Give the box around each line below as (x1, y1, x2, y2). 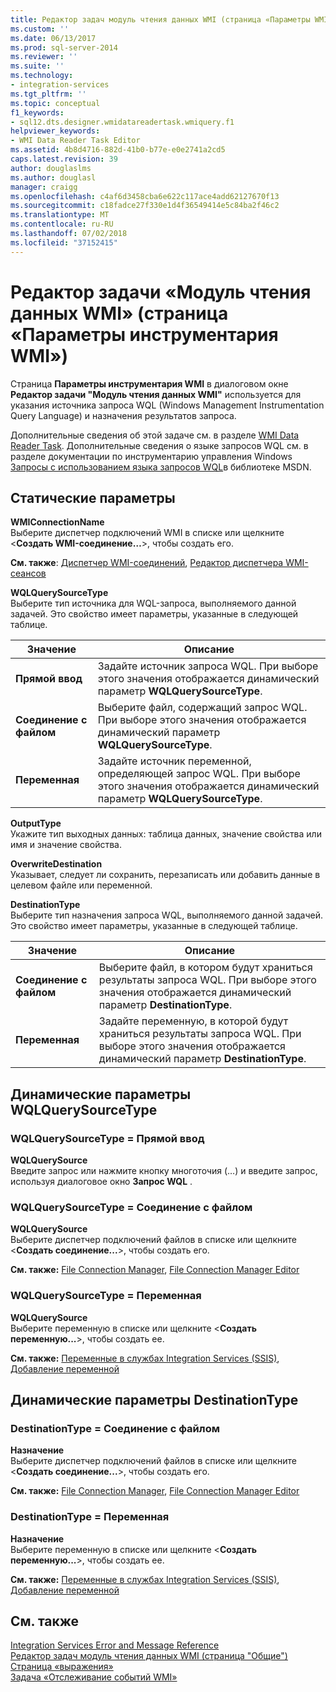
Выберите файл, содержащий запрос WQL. (97, 701, 308, 715)
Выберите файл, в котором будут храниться (98, 961, 313, 975)
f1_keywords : (10, 107, 65, 118)
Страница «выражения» (10, 1661, 114, 1673)
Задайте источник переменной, (97, 754, 252, 768)
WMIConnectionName (10, 516, 105, 528)
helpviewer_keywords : (10, 126, 101, 136)
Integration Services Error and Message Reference (10, 1639, 220, 1651)
